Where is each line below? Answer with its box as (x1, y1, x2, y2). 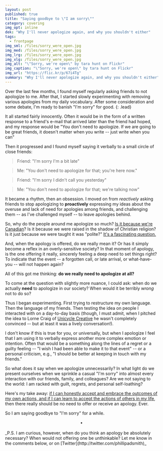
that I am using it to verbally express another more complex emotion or (5, 335, 147, 341)
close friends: (5, 149, 33, 154)
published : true (5, 12, 38, 17)
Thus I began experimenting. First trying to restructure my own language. (5, 300, 151, 306)
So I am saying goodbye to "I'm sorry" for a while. (5, 410, 105, 416)
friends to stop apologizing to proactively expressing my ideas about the (5, 201, 151, 207)
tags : (5, 35, 16, 39)
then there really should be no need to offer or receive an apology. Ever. (5, 400, 149, 407)
